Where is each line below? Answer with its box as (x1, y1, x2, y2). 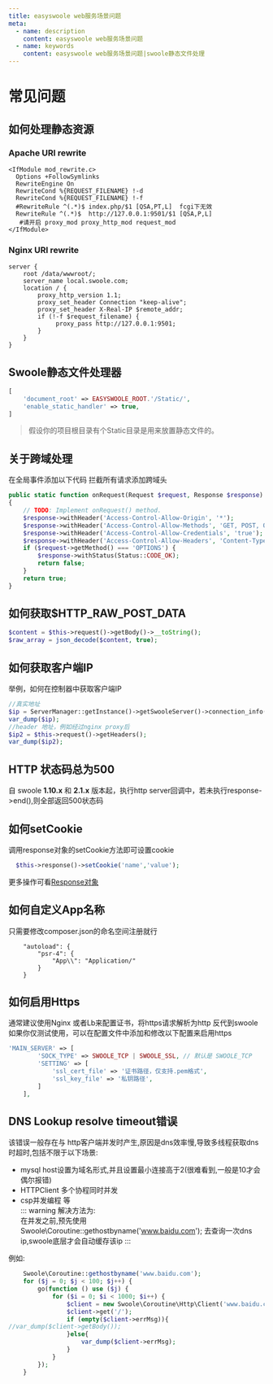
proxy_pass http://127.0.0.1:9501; (55, 320, 176, 328)
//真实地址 (8, 701, 41, 709)
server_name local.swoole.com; (23, 277, 129, 286)
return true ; (23, 574, 67, 583)
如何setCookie (8, 822, 83, 836)
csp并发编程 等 (19, 1195, 71, 1205)
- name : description (15, 27, 85, 35)
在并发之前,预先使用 (19, 1216, 87, 1225)
